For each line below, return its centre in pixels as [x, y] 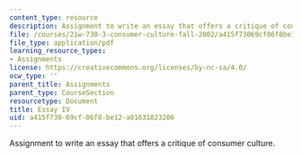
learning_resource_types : [58, 51]
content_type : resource [54, 17]
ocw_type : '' [34, 76]
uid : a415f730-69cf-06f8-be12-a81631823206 [92, 118]
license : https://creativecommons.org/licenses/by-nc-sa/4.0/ [128, 68]
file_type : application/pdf [62, 43]
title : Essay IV [40, 109]
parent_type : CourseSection [62, 92]
